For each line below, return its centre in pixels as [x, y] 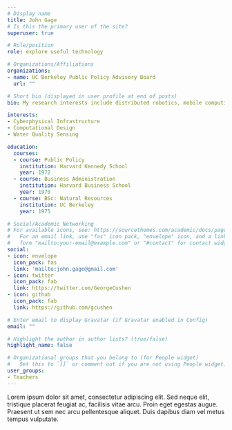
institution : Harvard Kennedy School [74, 166]
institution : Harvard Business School [75, 186]
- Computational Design [41, 128]
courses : [26, 153]
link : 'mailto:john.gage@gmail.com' [66, 269]
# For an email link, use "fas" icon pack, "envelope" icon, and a [109, 237]
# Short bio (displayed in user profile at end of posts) [92, 96]
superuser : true [30, 33]
